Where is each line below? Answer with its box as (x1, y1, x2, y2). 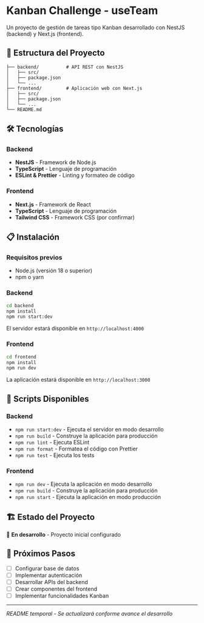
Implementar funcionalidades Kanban (15, 592, 109, 599)
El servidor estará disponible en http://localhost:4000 (6, 325, 144, 332)
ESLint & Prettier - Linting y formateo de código (15, 171, 135, 179)
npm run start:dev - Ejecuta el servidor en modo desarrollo (15, 425, 164, 433)
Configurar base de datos (15, 565, 80, 572)
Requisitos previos (6, 253, 63, 262)
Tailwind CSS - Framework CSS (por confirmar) (15, 213, 135, 221)
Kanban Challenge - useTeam (6, 4, 158, 18)
